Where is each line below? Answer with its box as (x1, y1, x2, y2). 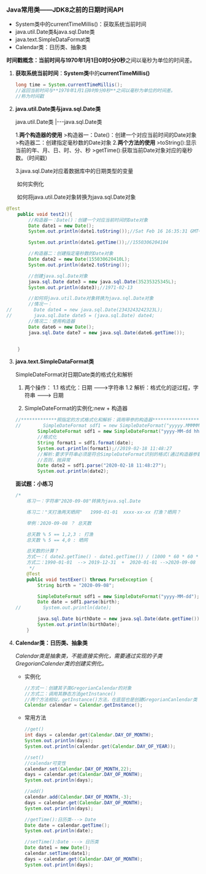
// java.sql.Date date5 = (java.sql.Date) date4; (6, 313, 155, 319)
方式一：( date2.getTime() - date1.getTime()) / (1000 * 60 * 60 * (26, 554, 199, 560)
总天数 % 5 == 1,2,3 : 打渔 (26, 531, 94, 537)
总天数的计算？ (26, 548, 59, 554)
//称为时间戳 (15, 93, 44, 99)
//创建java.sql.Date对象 (28, 273, 88, 279)
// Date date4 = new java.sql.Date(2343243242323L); (6, 307, 164, 313)
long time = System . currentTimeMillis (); (15, 82, 123, 88)
